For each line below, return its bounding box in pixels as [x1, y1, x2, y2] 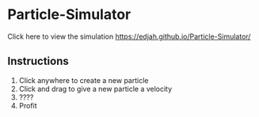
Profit [18, 100, 37, 110]
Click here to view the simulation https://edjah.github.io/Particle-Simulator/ [7, 32, 251, 41]
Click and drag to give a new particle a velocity [18, 84, 173, 93]
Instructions [7, 55, 69, 68]
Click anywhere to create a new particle [18, 75, 149, 85]
